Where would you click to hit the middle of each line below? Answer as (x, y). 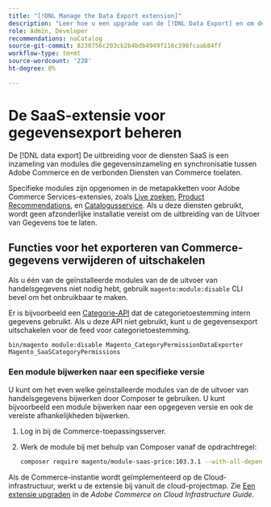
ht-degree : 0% (32, 69)
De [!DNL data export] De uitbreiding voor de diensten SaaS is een (119, 155)
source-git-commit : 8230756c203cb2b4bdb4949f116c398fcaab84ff (115, 46)
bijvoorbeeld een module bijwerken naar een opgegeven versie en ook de (131, 407)
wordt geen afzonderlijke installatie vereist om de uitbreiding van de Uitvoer (134, 213)
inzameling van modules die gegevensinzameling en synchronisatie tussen (133, 163)
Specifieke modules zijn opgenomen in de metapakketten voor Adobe (124, 188)
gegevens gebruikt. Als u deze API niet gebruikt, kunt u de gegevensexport (133, 321)
